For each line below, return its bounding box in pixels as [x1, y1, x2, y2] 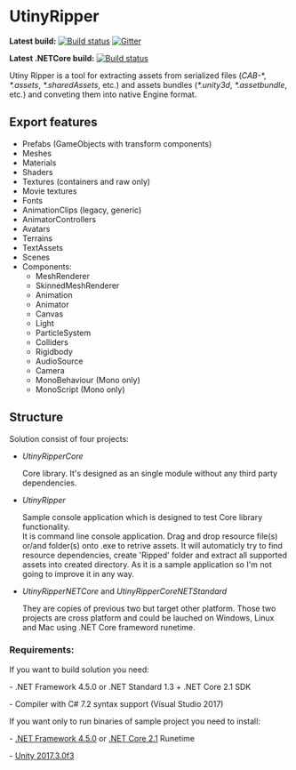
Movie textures [21, 185, 77, 197]
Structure [9, 410, 64, 425]
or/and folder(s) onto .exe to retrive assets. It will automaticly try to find [21, 540, 283, 550]
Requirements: [9, 644, 75, 656]
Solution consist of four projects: [9, 433, 129, 444]
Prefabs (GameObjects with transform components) [21, 138, 212, 148]
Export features [9, 115, 98, 130]
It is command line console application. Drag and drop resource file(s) [21, 531, 278, 541]
